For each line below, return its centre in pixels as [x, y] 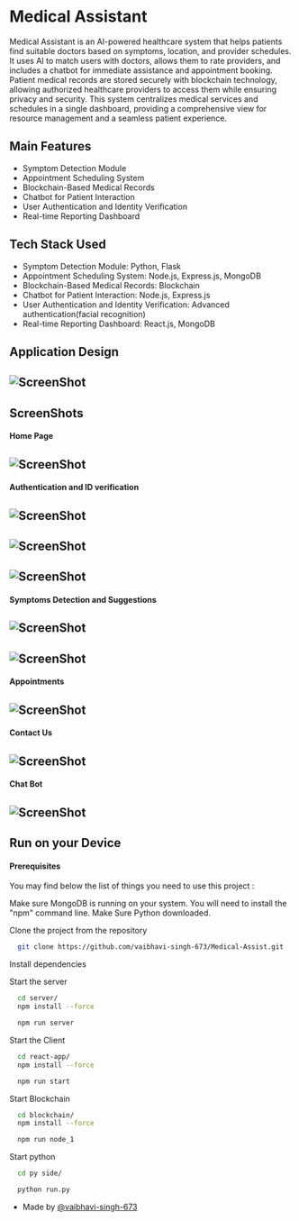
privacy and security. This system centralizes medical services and [134, 99]
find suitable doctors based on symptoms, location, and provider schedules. [150, 50]
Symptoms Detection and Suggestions [83, 600]
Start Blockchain [40, 1098]
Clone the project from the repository [78, 931]
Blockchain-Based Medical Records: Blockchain [111, 285]
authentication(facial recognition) [84, 314]
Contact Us [31, 733]
